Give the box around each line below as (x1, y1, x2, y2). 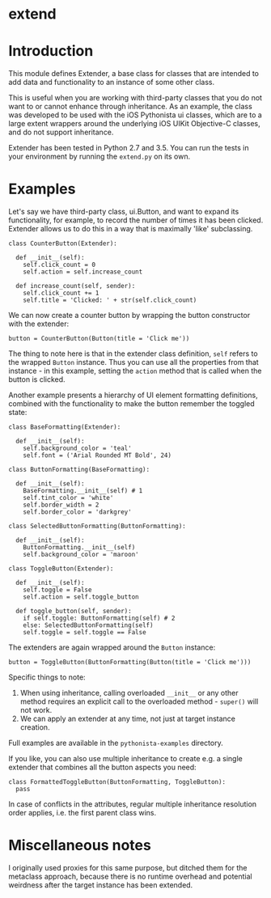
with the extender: (8, 319, 70, 328)
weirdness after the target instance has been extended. (8, 880, 193, 890)
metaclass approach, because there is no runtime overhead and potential (8, 871, 252, 881)
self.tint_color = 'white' (23, 494, 114, 502)
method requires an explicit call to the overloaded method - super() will (19, 697, 259, 706)
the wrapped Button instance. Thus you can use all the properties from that (8, 358, 259, 367)
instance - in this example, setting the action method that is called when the (8, 366, 262, 376)
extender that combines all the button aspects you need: (8, 762, 197, 773)
